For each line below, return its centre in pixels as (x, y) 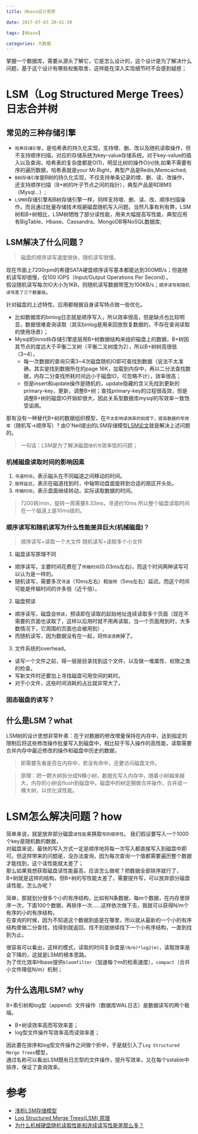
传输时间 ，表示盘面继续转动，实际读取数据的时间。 (75, 491)
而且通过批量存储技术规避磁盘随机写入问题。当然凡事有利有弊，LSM (108, 207)
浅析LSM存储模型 (36, 1111)
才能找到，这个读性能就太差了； (45, 863)
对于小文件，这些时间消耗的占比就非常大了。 (69, 683)
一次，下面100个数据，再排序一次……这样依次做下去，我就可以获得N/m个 (100, 905)
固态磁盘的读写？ (30, 699)
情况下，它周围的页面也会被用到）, (62, 628)
